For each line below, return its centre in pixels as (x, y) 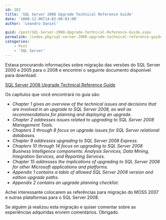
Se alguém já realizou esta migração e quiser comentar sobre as (71, 207)
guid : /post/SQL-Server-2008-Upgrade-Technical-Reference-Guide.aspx (78, 33)
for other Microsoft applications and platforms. (60, 167)
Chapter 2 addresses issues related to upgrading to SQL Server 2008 (83, 119)
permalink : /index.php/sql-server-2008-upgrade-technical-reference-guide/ (85, 37)
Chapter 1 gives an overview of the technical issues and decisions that (84, 104)
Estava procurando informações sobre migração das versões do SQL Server (83, 65)
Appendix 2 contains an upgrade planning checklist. (66, 183)
